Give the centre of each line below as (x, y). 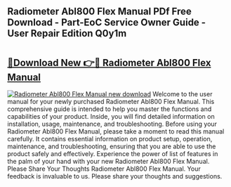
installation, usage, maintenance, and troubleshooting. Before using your (112, 124)
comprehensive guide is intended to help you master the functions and (110, 109)
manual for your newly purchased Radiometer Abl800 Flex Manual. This (111, 102)
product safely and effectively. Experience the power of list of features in (113, 154)
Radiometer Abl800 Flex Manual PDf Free (99, 12)
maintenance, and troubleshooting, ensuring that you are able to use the (112, 146)
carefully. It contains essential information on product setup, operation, (110, 139)
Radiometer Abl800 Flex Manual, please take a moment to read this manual (116, 131)
